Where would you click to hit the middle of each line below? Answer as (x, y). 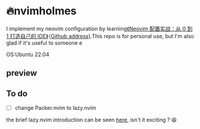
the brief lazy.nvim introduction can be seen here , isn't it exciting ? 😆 (92, 120)
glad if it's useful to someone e (44, 42)
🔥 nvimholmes (41, 11)
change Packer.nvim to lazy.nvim (55, 108)
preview (22, 73)
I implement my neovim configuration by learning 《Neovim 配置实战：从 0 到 (99, 29)
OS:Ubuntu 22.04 (28, 54)
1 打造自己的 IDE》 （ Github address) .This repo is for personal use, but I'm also (100, 36)
